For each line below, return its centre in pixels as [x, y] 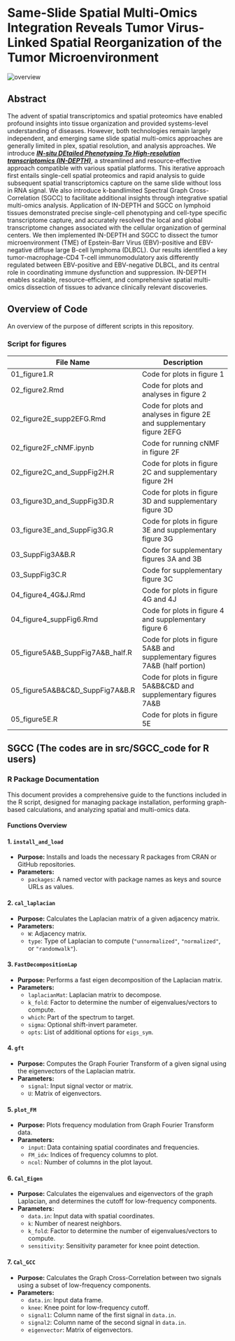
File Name [73, 362]
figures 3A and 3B [172, 558]
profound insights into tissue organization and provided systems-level [108, 123]
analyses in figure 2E [177, 414]
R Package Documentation [53, 779]
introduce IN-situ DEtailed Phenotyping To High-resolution [94, 153]
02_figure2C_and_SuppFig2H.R [62, 472]
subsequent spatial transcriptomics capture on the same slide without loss [114, 183]
